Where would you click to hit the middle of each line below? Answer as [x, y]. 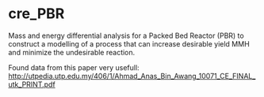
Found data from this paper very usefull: [74, 67]
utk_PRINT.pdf [32, 84]
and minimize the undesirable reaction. [72, 52]
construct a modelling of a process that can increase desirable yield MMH [129, 43]
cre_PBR [36, 14]
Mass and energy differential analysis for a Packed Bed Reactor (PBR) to [126, 35]
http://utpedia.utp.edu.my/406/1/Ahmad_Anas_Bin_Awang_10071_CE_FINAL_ [132, 76]
